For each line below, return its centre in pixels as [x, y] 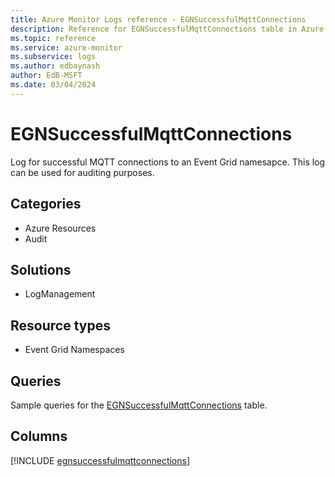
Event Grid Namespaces [74, 350]
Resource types [60, 325]
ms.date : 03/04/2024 [53, 85]
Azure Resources [60, 228]
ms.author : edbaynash [55, 66]
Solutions [41, 269]
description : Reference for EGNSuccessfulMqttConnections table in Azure [167, 29]
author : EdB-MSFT [46, 76]
